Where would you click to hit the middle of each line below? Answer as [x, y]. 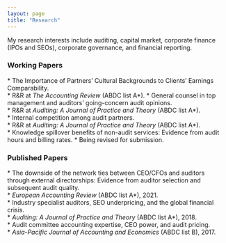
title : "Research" [34, 20]
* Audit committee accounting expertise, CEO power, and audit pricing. [109, 225]
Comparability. [28, 88]
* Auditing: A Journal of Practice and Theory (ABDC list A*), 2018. [102, 217]
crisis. [16, 210]
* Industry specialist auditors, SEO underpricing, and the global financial [111, 203]
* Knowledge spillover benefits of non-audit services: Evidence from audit [113, 132]
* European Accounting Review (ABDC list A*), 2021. [83, 195]
